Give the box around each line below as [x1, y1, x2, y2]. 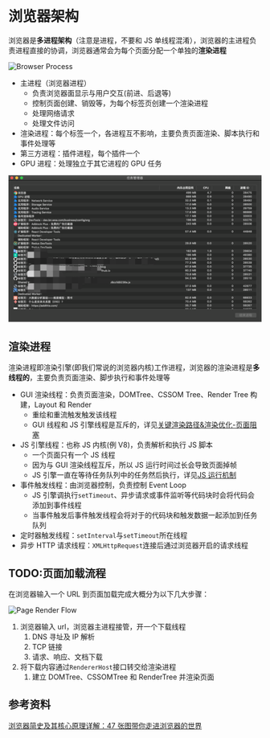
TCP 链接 [31, 642, 63, 651]
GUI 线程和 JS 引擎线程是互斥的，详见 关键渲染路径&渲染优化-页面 [31, 420, 251, 430]
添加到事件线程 [31, 500, 82, 510]
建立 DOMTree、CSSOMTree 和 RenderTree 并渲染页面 [31, 672, 215, 682]
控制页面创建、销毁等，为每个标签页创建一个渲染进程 [31, 98, 209, 108]
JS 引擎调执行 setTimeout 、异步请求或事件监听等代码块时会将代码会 [31, 490, 256, 500]
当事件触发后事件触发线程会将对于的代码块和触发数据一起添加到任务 [31, 510, 258, 520]
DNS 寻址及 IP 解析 [31, 632, 95, 642]
